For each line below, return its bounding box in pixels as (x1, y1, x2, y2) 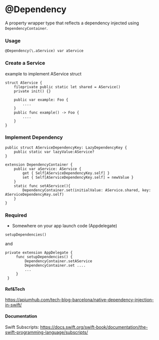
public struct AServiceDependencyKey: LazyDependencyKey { (5, 145, 127, 150)
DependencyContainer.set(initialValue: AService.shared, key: (22, 188, 151, 192)
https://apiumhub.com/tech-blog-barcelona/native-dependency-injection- (5, 297, 154, 303)
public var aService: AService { (14, 166, 82, 171)
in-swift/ (5, 302, 22, 308)
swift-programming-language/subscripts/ (5, 329, 88, 335)
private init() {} (14, 89, 51, 94)
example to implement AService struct (5, 71, 82, 76)
